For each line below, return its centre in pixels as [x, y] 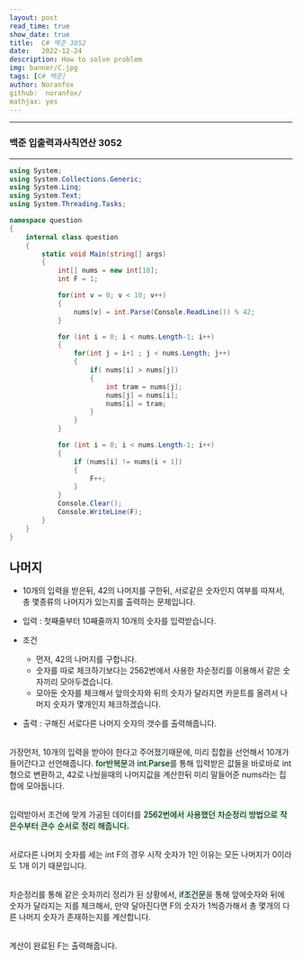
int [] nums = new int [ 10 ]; [108, 271]
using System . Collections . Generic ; [76, 179]
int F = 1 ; [78, 279]
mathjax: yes [34, 101]
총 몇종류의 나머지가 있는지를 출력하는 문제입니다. [109, 602]
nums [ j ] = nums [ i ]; [142, 395]
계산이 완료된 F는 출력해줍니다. [63, 945]
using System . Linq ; [46, 187]
